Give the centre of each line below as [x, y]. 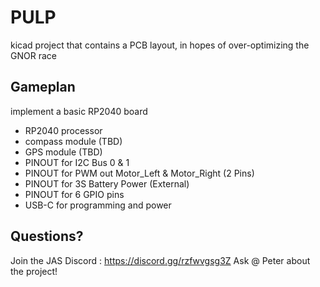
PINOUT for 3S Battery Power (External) [107, 183]
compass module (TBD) [73, 141]
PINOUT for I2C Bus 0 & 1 [77, 162]
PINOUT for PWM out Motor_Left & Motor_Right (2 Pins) [139, 173]
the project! [34, 271]
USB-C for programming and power [98, 205]
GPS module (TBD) [63, 152]
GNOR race [33, 55]
